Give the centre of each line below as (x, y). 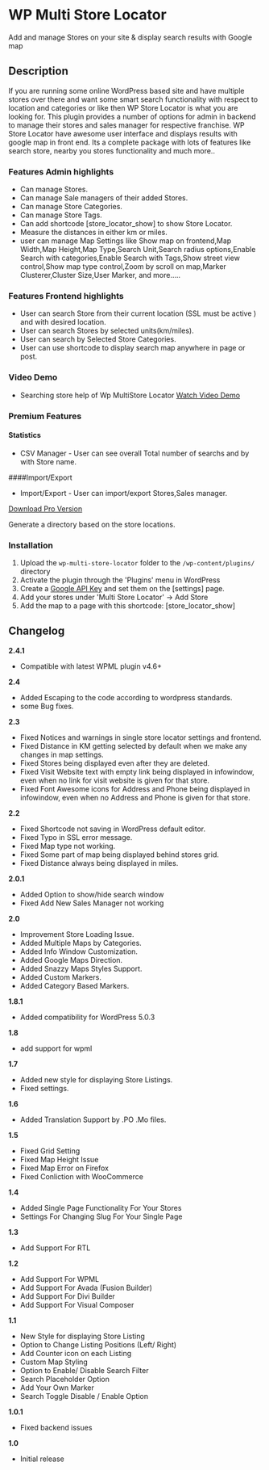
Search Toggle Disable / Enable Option (84, 1396)
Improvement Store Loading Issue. (77, 934)
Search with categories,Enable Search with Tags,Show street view (130, 258)
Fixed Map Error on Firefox (64, 1168)
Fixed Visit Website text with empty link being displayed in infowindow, (137, 771)
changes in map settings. (62, 754)
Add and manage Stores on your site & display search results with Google (130, 37)
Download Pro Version (46, 508)
